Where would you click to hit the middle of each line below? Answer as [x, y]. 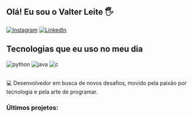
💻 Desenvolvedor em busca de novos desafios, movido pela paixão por [96, 83]
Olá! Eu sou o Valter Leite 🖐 [60, 12]
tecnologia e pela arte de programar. [52, 92]
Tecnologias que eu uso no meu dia [75, 49]
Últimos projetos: [33, 108]
